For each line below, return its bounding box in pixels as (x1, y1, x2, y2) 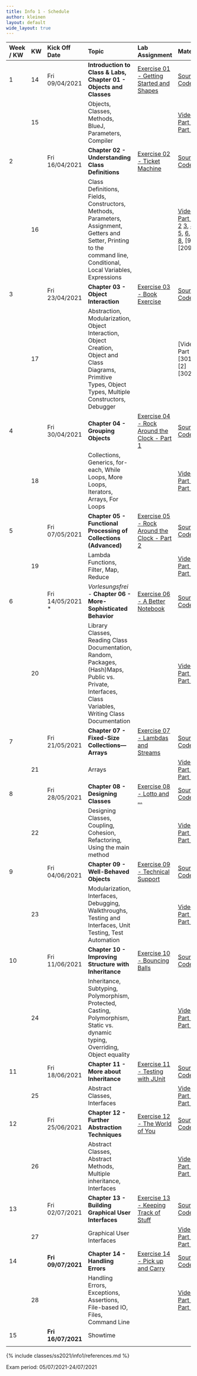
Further (87, 1116, 110, 1124)
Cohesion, (87, 829, 116, 837)
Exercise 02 (137, 150, 171, 158)
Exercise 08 (137, 782, 171, 791)
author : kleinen (6, 14, 46, 20)
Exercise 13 (137, 1194, 171, 1202)
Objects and (87, 83, 123, 91)
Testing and (87, 914, 121, 922)
